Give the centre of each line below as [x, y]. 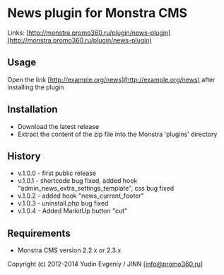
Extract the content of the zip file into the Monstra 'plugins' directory [117, 134]
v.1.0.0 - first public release [57, 173]
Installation [33, 110]
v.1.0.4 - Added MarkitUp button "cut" [72, 211]
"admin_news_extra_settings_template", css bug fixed [96, 189]
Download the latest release [58, 126]
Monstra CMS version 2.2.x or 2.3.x [69, 250]
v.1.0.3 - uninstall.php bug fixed [63, 203]
